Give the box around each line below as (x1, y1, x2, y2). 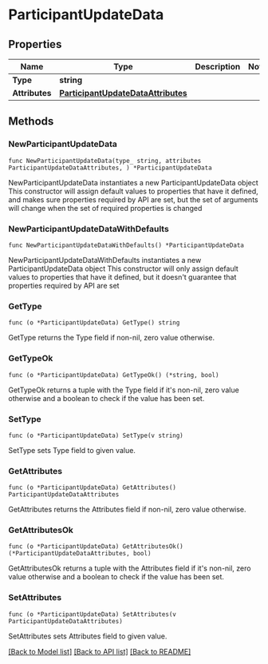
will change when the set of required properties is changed (8, 203, 203, 213)
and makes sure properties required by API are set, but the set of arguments (8, 194, 258, 205)
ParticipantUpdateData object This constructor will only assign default (8, 264, 239, 273)
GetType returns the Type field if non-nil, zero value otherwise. (8, 333, 215, 343)
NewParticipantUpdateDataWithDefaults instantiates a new (8, 255, 202, 264)
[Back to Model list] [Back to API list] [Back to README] (8, 646, 191, 656)
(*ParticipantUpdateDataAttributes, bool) (8, 550, 152, 558)
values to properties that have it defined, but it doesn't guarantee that (8, 272, 237, 281)
